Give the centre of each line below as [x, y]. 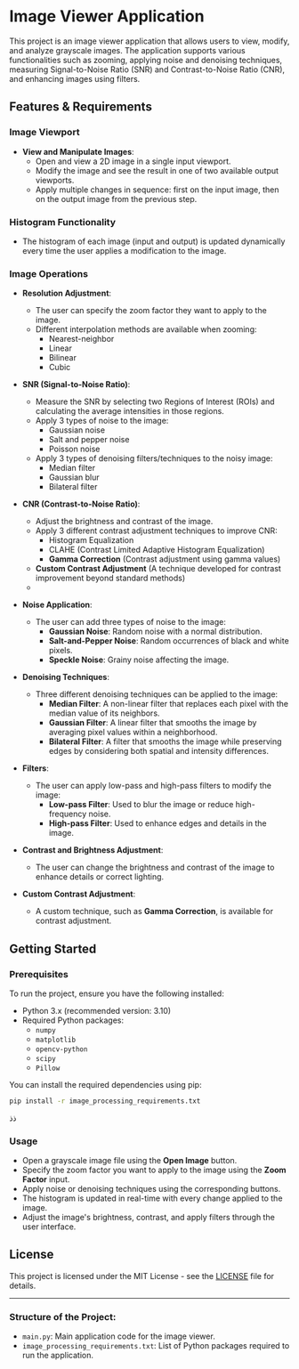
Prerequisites [39, 974]
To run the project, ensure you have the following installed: [117, 993]
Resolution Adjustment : [67, 293]
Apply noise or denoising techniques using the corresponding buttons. [151, 1189]
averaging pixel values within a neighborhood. [133, 733]
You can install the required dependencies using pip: [105, 1084]
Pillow [48, 1068]
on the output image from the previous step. [116, 198]
